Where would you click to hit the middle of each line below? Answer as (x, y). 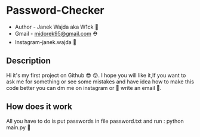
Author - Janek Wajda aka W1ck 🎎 (56, 27)
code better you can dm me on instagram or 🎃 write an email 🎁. (84, 88)
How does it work (39, 107)
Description (28, 61)
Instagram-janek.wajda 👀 (45, 42)
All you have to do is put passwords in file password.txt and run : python (95, 121)
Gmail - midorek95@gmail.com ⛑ (56, 33)
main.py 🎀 (19, 127)
